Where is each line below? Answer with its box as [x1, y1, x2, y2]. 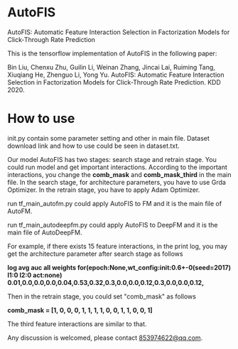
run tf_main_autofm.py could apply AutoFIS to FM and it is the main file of [7, 199, 222, 208]
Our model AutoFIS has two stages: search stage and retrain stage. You [7, 155, 217, 163]
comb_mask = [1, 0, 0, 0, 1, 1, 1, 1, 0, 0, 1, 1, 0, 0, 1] [7, 306, 153, 314]
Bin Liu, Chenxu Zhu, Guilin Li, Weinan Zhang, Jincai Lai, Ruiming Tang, [7, 63, 215, 71]
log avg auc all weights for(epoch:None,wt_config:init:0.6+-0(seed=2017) [7, 263, 231, 272]
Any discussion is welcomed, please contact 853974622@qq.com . [7, 333, 203, 342]
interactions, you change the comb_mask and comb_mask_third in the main [7, 170, 232, 178]
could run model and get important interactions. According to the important [7, 163, 227, 171]
